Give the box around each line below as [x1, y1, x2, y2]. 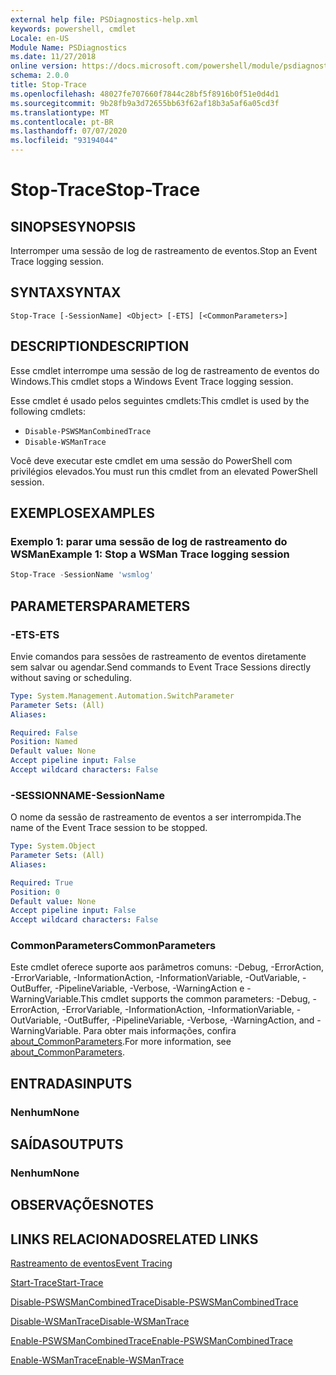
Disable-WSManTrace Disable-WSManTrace [10, 1316, 190, 1328]
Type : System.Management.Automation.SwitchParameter [10, 691, 235, 701]
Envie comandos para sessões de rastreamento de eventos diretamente [10, 650, 307, 662]
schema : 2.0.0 [10, 71, 70, 81]
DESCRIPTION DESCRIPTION [10, 338, 190, 355]
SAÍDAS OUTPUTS [10, 1136, 124, 1153]
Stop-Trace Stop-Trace [10, 179, 201, 201]
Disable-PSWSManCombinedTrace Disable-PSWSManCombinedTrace [10, 1296, 299, 1308]
